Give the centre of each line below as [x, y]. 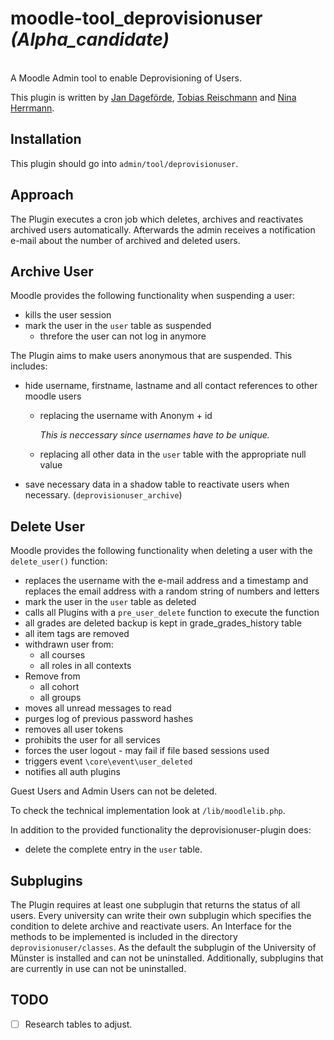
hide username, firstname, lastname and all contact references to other [171, 386]
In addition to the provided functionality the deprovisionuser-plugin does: [161, 830]
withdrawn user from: [69, 644]
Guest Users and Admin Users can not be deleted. [114, 791]
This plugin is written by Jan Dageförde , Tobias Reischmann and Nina [153, 97]
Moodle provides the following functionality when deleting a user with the [161, 551]
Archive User [52, 271]
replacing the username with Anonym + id [126, 416]
